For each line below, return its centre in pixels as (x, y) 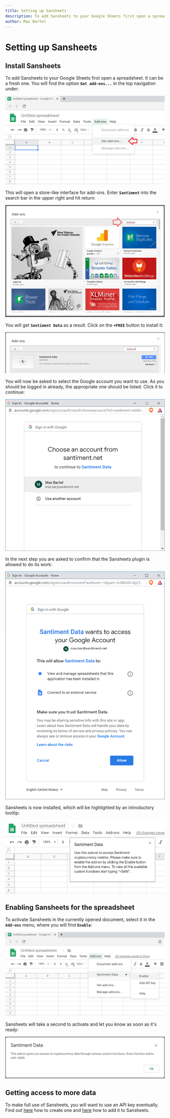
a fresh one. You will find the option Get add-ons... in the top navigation (80, 83)
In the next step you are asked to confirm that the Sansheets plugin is (78, 559)
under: (12, 89)
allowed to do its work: (29, 565)
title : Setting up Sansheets (36, 11)
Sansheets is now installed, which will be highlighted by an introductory (80, 807)
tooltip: (13, 813)
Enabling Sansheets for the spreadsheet (70, 908)
